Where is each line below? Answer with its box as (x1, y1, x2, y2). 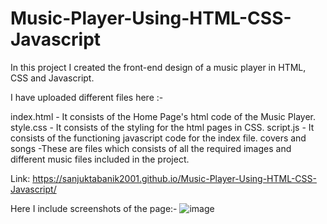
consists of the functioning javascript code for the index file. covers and (10, 132, 307, 144)
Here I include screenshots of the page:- (10, 202, 178, 214)
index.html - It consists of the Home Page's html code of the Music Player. (10, 110, 316, 122)
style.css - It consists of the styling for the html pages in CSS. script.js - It (10, 121, 315, 133)
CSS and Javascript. (10, 72, 95, 84)
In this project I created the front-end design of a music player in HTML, (10, 61, 307, 73)
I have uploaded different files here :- (10, 91, 164, 103)
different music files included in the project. (10, 153, 190, 165)
